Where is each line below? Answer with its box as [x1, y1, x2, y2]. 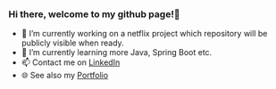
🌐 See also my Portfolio [21, 70, 109, 81]
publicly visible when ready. [21, 37, 124, 48]
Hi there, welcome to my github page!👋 [8, 8, 180, 20]
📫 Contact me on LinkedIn [21, 57, 121, 68]
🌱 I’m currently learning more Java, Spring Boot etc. [21, 47, 213, 58]
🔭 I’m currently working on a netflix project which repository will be [21, 28, 268, 39]
